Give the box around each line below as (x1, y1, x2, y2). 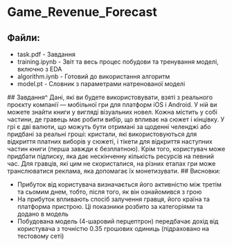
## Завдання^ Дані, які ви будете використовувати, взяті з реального (7, 93, 213, 101)
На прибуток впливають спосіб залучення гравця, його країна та (17, 195, 210, 203)
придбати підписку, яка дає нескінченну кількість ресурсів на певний (7, 152, 215, 160)
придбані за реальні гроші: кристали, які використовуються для (7, 130, 197, 138)
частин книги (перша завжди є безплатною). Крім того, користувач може (7, 145, 226, 153)
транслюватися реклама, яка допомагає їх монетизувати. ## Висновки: (7, 167, 221, 175)
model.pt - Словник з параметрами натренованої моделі (17, 80, 186, 87)
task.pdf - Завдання (17, 50, 76, 58)
